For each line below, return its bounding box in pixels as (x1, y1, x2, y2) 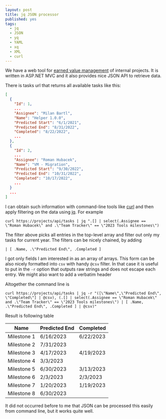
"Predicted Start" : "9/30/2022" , (14, 166, 84, 171)
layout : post (5, 7, 32, 12)
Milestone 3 (7, 349, 36, 356)
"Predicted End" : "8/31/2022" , (14, 124, 79, 130)
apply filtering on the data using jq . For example (5, 208, 103, 215)
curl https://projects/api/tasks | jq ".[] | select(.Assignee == (5, 218, 146, 223)
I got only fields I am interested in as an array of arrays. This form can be (5, 255, 155, 261)
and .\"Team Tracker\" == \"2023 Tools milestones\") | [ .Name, (5, 299, 144, 304)
